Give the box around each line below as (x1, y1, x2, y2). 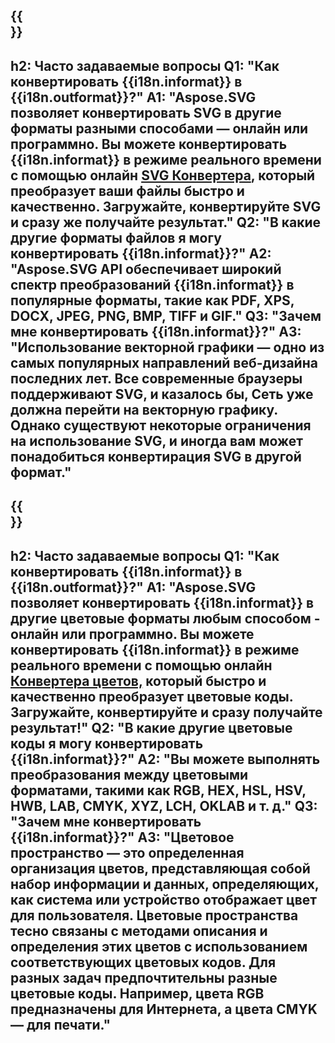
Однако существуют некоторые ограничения (10, 417, 312, 434)
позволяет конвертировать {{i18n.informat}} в (10, 594, 315, 611)
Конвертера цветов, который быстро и (10, 672, 267, 689)
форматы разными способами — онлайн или (10, 120, 309, 137)
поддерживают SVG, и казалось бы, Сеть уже (10, 385, 314, 403)
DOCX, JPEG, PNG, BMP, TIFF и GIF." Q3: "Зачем (10, 307, 322, 324)
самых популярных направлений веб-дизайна (10, 354, 318, 371)
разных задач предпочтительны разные (10, 969, 278, 986)
